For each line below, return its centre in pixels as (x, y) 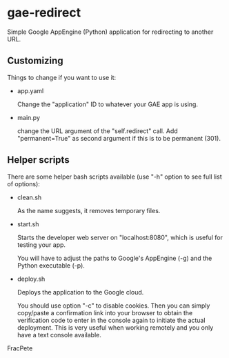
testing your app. (41, 245)
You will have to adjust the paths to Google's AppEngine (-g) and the (114, 258)
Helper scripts (39, 160)
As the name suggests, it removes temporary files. (89, 210)
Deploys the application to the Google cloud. (80, 292)
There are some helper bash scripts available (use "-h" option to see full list (114, 177)
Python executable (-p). (51, 265)
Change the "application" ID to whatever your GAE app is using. (108, 104)
